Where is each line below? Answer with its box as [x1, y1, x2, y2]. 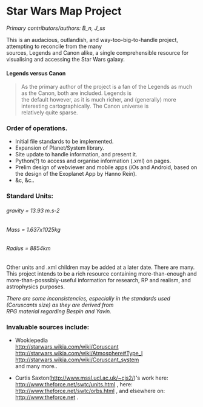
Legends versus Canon [6, 69, 66, 77]
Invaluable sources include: [6, 322, 90, 331]
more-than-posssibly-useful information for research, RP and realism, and [6, 276, 191, 284]
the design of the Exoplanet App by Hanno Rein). [15, 170, 138, 178]
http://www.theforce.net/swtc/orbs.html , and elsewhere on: [15, 388, 165, 395]
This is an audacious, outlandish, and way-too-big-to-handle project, [6, 36, 179, 43]
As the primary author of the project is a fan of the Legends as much [21, 83, 193, 91]
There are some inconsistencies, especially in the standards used [6, 294, 171, 302]
